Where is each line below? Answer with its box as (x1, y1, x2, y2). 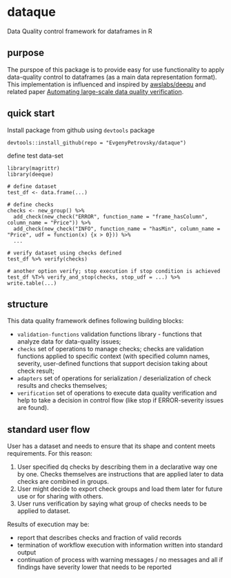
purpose (7, 47, 45, 59)
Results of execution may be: (7, 520, 90, 529)
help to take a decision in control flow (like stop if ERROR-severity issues (17, 396, 224, 404)
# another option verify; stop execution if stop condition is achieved (7, 268, 221, 274)
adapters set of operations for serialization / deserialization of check (17, 374, 212, 382)
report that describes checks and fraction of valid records (17, 534, 182, 542)
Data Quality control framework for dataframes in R (7, 27, 152, 35)
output (17, 548, 37, 557)
